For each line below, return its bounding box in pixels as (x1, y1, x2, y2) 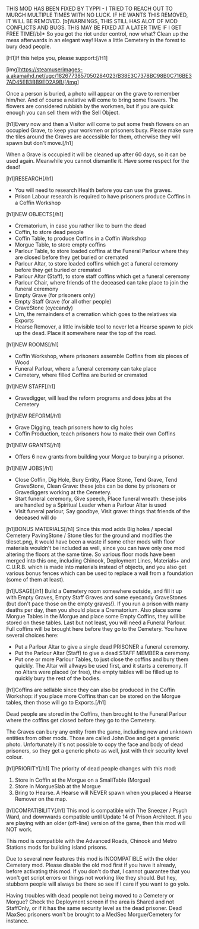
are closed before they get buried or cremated (14, 254, 128, 261)
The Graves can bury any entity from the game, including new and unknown (6, 728, 192, 735)
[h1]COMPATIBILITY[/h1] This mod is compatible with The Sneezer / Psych (6, 807, 188, 814)
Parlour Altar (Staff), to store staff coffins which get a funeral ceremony (14, 273, 190, 280)
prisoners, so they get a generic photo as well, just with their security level (6, 747, 188, 754)
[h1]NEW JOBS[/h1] (6, 464, 53, 472)
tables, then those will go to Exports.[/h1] (6, 699, 106, 706)
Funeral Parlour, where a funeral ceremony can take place (14, 365, 157, 372)
